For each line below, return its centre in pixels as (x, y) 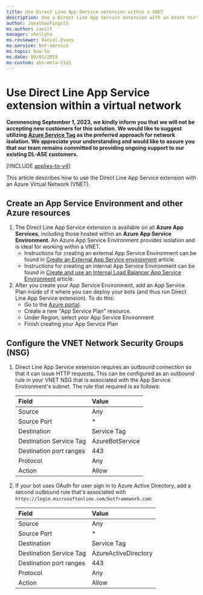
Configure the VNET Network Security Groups (95, 343)
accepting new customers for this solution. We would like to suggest (94, 128)
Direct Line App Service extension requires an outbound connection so (103, 367)
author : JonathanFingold (37, 23)
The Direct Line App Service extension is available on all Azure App (99, 227)
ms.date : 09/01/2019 (32, 57)
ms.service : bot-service (37, 46)
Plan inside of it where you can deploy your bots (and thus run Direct (101, 292)
